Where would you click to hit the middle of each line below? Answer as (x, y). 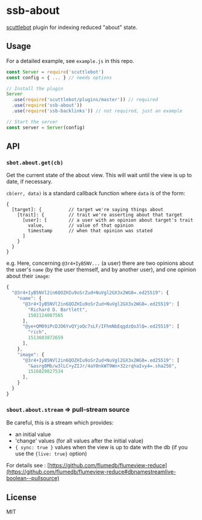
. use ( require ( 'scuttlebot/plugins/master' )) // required (85, 100)
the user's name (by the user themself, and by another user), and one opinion (101, 270)
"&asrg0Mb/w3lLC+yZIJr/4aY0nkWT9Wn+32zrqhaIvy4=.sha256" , (103, 366)
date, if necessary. (29, 181)
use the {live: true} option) (51, 453)
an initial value (33, 434)
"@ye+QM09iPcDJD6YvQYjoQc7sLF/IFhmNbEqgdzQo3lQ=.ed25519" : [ (101, 327)
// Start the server (32, 122)
